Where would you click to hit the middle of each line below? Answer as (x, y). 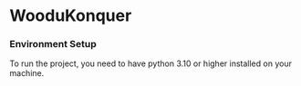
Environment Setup (53, 44)
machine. (27, 73)
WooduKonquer (71, 16)
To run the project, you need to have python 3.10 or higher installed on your (150, 63)
